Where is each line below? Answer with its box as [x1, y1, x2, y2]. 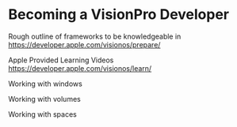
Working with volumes [8, 94, 81, 103]
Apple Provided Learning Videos [8, 55, 114, 65]
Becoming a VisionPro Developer [8, 6, 230, 24]
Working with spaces [8, 109, 77, 119]
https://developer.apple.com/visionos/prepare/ [8, 39, 161, 49]
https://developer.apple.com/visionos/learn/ [8, 63, 152, 73]
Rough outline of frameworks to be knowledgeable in [8, 32, 182, 41]
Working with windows [8, 79, 83, 88]
